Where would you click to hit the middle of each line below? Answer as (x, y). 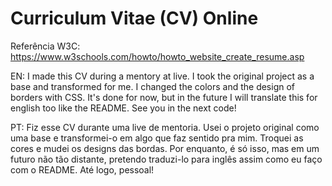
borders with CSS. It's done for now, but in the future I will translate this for (164, 97)
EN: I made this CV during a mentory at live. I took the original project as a (162, 76)
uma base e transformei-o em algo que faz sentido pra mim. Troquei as (157, 138)
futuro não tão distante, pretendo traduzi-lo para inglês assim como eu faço (166, 159)
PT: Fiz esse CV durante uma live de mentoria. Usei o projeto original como (165, 127)
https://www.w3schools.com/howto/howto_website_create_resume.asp (157, 56)
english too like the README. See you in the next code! (123, 108)
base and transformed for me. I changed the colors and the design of (153, 86)
